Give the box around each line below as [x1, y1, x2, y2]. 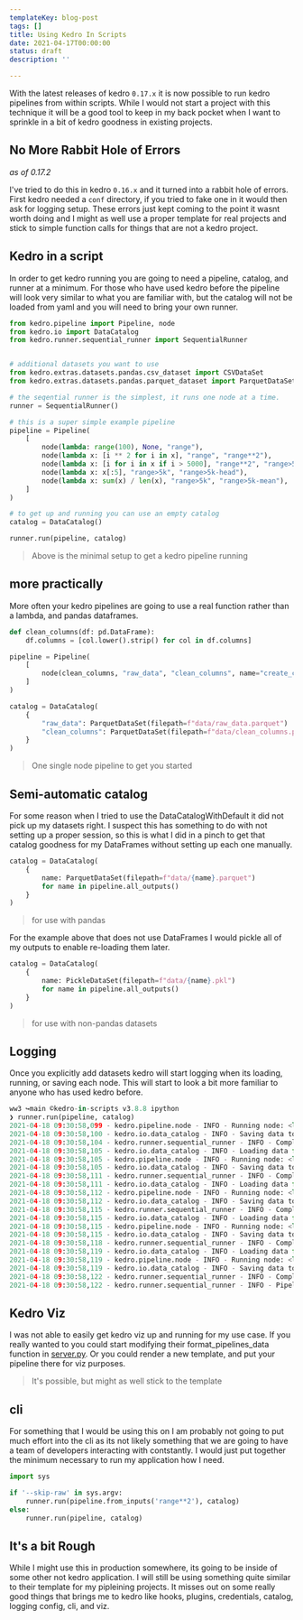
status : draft [9, 47, 63, 56]
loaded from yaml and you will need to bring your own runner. [9, 301, 239, 312]
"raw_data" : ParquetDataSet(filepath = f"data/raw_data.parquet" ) [41, 718, 289, 727]
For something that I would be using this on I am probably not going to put [9, 1426, 284, 1437]
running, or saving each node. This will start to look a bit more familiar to [9, 1078, 279, 1088]
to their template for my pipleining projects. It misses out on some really [9, 1581, 276, 1593]
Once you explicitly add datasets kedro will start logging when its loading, [9, 1068, 283, 1078]
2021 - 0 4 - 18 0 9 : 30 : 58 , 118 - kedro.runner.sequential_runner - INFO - [9, 1238, 272, 1248]
